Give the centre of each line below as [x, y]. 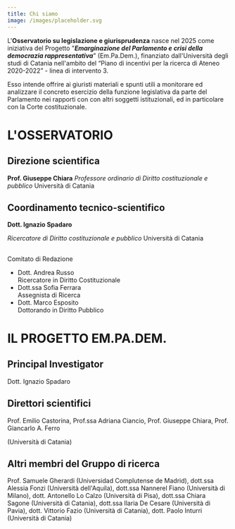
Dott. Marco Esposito [48, 302]
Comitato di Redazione [40, 259]
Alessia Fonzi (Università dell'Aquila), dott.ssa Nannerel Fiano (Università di [116, 488]
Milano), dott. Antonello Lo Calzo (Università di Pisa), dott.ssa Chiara [107, 496]
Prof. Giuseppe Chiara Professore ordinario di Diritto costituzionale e [108, 178]
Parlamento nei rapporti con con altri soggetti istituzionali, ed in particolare [115, 99]
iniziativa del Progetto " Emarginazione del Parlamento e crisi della [105, 48]
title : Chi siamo [33, 14]
